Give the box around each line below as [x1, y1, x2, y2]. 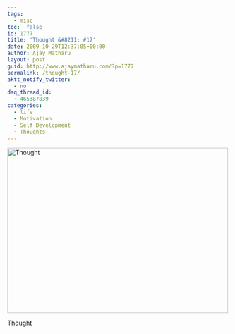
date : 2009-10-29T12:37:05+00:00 [7, 43, 106, 50]
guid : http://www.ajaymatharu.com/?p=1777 [7, 63, 134, 70]
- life [13, 109, 33, 116]
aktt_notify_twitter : [7, 75, 71, 83]
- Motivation [13, 115, 52, 122]
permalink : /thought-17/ [7, 69, 80, 76]
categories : [7, 102, 42, 109]
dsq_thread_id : [7, 89, 52, 96]
